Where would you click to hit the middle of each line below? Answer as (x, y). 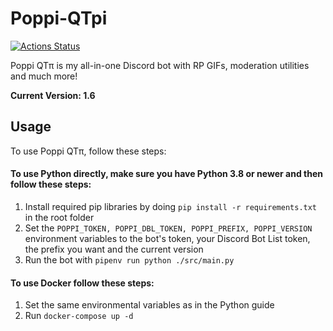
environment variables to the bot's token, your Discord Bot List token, (167, 238)
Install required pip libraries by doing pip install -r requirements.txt (171, 206)
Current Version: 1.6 (53, 95)
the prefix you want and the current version (114, 249)
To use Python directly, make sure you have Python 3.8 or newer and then (166, 174)
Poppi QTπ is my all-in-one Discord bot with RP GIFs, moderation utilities (160, 65)
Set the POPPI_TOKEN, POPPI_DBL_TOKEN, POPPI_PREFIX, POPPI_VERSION (168, 228)
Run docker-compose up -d (79, 316)
